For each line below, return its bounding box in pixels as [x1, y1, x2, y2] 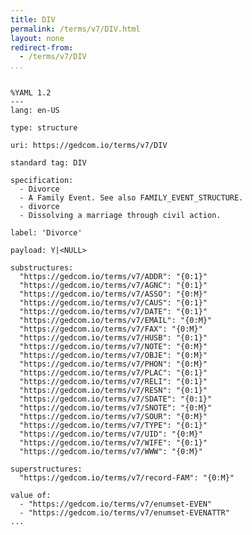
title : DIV [10, 14, 56, 25]
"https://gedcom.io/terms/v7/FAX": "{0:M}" [19, 324, 203, 335]
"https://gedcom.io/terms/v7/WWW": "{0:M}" [19, 447, 203, 457]
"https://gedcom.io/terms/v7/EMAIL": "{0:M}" [19, 316, 213, 326]
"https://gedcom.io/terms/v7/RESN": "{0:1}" [19, 386, 208, 396]
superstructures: [10, 464, 83, 475]
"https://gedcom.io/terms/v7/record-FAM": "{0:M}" [19, 473, 235, 483]
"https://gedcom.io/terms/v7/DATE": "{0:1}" [19, 307, 208, 317]
